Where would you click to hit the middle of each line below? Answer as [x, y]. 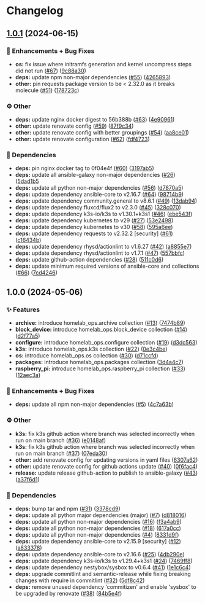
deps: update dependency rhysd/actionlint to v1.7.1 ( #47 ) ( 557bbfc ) [100, 253]
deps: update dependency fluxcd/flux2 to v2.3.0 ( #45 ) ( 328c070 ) [98, 208]
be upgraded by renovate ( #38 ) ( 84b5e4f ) [69, 594]
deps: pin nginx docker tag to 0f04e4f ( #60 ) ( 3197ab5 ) [84, 168]
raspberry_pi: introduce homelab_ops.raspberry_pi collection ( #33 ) [100, 368]
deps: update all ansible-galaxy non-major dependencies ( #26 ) [95, 175]
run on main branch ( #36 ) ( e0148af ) [60, 440]
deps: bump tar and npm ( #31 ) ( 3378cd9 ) [68, 509]
